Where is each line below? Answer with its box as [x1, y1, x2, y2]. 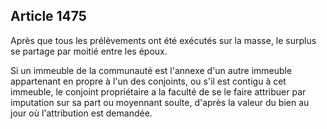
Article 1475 [10, 8, 87, 25]
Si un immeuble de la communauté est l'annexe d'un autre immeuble [10, 64, 293, 76]
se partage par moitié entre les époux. [10, 45, 168, 57]
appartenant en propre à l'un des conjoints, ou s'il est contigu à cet [10, 75, 287, 87]
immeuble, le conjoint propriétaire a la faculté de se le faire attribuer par [10, 85, 307, 98]
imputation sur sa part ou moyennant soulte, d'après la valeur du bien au [10, 96, 310, 108]
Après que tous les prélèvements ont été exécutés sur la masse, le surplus [10, 34, 317, 46]
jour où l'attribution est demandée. [10, 107, 153, 119]
